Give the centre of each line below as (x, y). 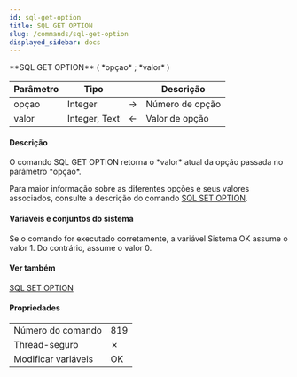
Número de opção (184, 105)
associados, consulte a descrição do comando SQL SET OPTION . (129, 198)
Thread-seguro (46, 345)
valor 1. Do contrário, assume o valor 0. (81, 247)
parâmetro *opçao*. (45, 172)
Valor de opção (178, 119)
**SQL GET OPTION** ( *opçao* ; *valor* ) (90, 67)
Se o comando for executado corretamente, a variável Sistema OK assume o (148, 238)
